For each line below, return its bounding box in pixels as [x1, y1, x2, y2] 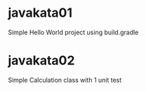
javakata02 [8, 52, 75, 69]
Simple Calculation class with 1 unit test [8, 76, 122, 84]
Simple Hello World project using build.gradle [8, 28, 139, 36]
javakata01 [8, 5, 73, 21]
